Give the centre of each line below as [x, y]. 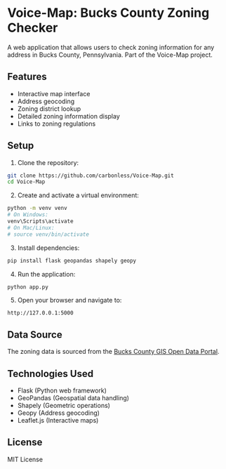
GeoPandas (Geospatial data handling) [73, 398]
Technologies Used [50, 374]
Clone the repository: [48, 162]
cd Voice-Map [26, 182]
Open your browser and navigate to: [69, 300]
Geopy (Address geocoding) [59, 413]
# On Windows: [28, 215]
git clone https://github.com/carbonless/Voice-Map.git [91, 176]
